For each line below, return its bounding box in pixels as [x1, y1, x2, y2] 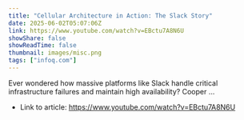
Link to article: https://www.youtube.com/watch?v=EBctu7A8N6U [19, 102, 236, 112]
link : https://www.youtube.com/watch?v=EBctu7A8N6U [8, 26, 184, 34]
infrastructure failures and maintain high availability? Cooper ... [8, 86, 215, 96]
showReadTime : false [8, 42, 78, 50]
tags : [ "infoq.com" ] [8, 57, 78, 65]
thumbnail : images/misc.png [8, 49, 102, 57]
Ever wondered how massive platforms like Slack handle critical [8, 78, 218, 88]
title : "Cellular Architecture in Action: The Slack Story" [8, 11, 214, 20]
